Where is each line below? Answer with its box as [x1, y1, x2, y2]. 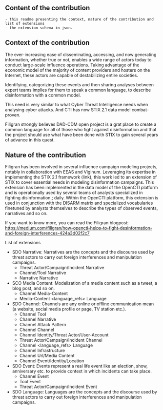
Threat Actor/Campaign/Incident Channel [19, 337, 102, 343]
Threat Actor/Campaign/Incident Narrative [19, 265, 104, 271]
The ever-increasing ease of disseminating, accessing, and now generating [5, 51, 157, 58]
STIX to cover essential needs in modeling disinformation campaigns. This [5, 179, 154, 185]
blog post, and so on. [12, 285, 55, 292]
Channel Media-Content [19, 291, 68, 296]
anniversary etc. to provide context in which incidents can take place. [12, 368, 152, 374]
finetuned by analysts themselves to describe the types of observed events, [5, 205, 158, 211]
